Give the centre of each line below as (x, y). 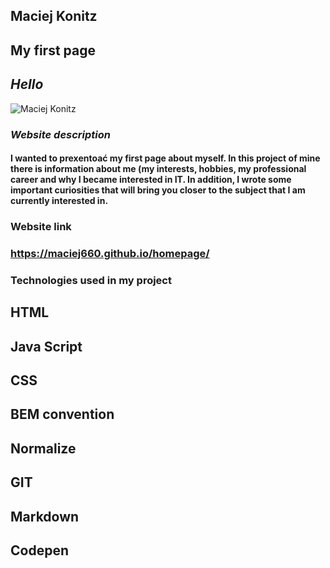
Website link (41, 227)
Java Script (46, 346)
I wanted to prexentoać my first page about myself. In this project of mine (165, 158)
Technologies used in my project (91, 280)
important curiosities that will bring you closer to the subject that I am (158, 190)
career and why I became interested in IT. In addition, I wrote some (151, 180)
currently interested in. (59, 201)
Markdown (45, 516)
